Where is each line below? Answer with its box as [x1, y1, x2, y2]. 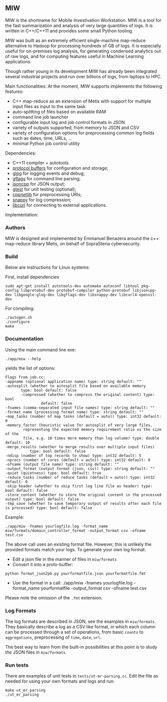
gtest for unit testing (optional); [12, 186, 76, 192]
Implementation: [5, 212, 39, 218]
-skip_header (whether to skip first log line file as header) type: [5, 483, 153, 488]
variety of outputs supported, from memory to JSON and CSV [12, 124, 140, 130]
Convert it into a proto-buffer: [12, 561, 73, 567]
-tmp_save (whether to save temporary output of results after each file [5, 501, 162, 506]
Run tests [5, 662, 29, 669]
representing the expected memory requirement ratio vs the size [23, 427, 162, 432]
